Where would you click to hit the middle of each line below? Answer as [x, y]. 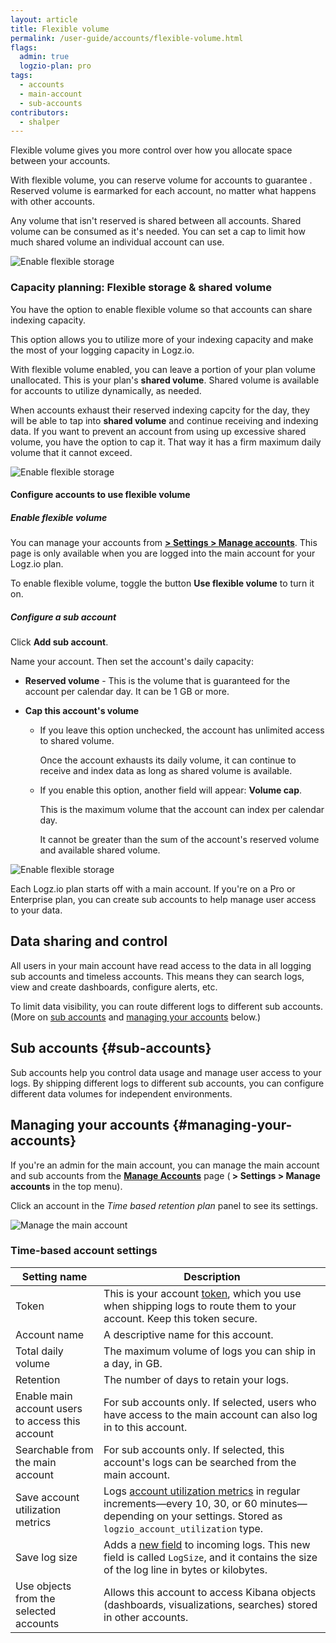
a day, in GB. [133, 1363]
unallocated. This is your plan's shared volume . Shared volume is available [165, 380]
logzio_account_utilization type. [183, 1528]
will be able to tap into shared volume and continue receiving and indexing [164, 420]
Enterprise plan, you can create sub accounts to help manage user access [163, 900]
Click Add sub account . [59, 642]
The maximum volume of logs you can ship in [210, 1351]
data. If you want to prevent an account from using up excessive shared [158, 431]
